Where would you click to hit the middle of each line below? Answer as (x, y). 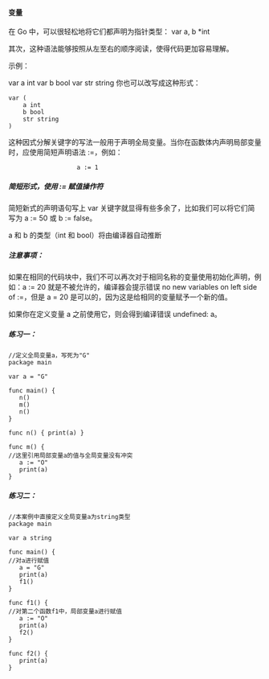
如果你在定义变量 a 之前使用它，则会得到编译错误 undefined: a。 (115, 315)
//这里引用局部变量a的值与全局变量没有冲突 (71, 456)
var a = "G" (28, 377)
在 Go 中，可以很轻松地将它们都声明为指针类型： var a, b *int (109, 31)
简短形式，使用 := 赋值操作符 (56, 186)
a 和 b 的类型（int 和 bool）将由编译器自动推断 (85, 235)
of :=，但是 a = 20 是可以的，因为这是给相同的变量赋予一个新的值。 (120, 297)
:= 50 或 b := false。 (63, 218)
